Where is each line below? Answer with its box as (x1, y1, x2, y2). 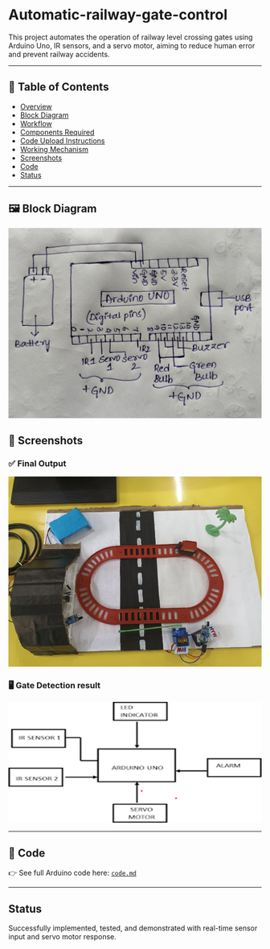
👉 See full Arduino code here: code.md (8, 868, 137, 878)
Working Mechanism (19, 144, 88, 154)
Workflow (19, 118, 52, 128)
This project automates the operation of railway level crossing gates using (8, 32, 253, 42)
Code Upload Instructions (19, 135, 105, 146)
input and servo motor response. (8, 931, 117, 941)
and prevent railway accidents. (8, 49, 110, 59)
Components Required (19, 127, 95, 137)
